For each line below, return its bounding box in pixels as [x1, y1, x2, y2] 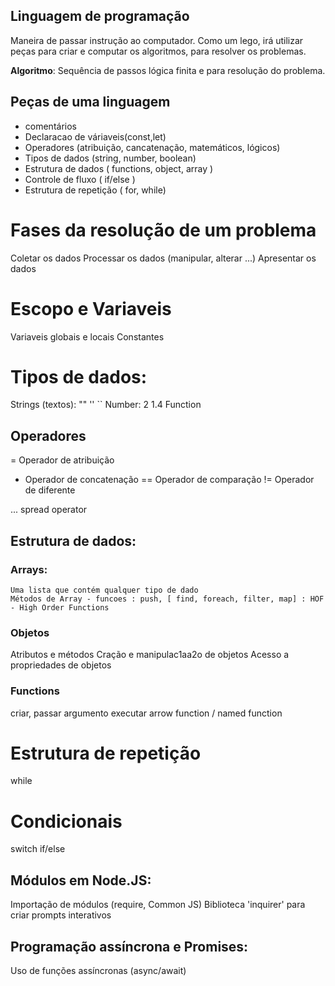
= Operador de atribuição [10, 454, 115, 466]
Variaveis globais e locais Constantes [10, 330, 165, 343]
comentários [24, 120, 77, 132]
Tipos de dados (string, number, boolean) [24, 152, 197, 164]
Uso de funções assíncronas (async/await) [10, 965, 187, 977]
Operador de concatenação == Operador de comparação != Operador [24, 474, 315, 486]
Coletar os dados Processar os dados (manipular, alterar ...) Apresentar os [10, 252, 317, 264]
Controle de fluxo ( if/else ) [24, 173, 136, 185]
